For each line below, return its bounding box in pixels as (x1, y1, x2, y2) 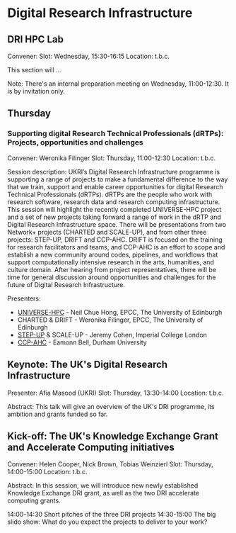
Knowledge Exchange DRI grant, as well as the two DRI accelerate (7, 489, 200, 498)
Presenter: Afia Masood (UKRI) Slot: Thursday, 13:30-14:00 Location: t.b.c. (7, 388, 224, 397)
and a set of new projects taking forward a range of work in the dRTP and (7, 213, 221, 221)
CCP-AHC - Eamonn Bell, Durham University (17, 338, 147, 347)
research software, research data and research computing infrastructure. (7, 197, 220, 206)
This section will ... (7, 66, 61, 74)
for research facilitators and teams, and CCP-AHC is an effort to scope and (7, 242, 225, 251)
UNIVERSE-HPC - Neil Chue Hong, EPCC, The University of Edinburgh (17, 308, 223, 316)
